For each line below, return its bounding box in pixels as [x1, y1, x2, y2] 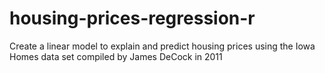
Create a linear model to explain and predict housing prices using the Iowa [9, 40, 316, 52]
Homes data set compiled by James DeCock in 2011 [9, 50, 223, 62]
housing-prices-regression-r [9, 7, 256, 30]
